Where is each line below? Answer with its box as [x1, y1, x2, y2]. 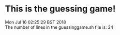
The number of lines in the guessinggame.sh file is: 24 [5, 24, 114, 30]
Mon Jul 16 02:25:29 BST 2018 [5, 19, 66, 25]
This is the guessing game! [5, 3, 116, 14]
